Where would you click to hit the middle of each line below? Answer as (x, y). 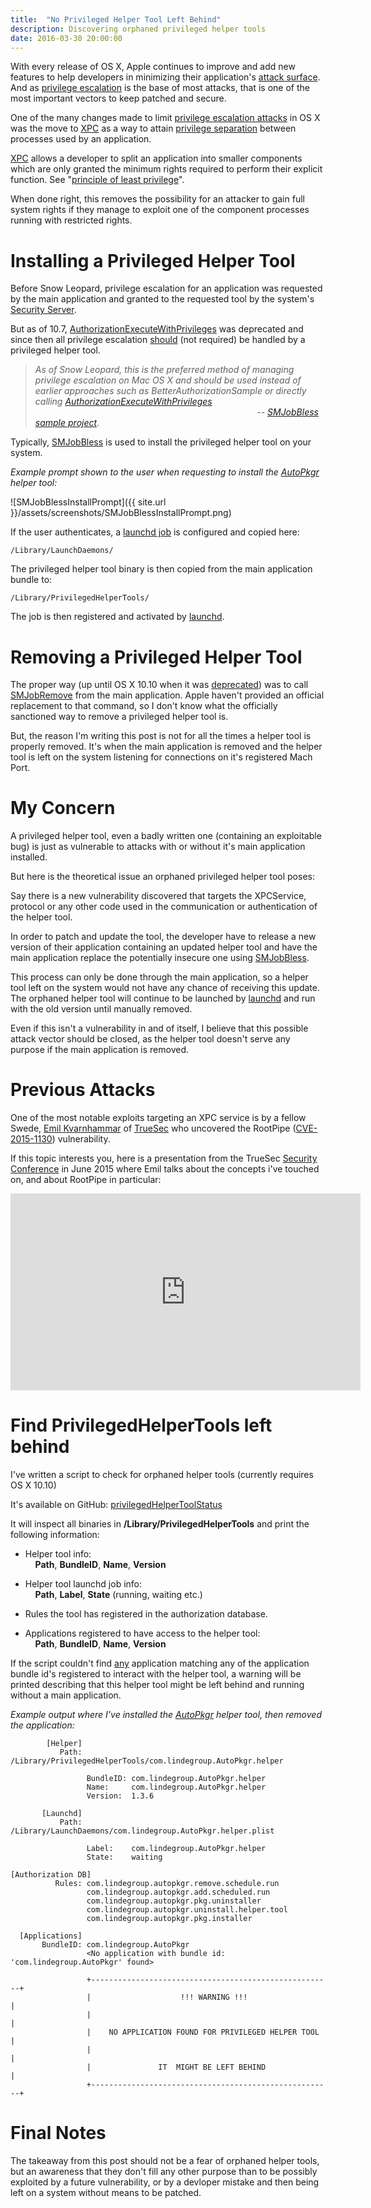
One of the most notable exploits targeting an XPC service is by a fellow (158, 1118)
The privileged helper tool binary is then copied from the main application (161, 569)
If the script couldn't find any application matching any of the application (160, 1663)
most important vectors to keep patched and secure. (118, 98)
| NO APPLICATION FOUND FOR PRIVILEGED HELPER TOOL (203, 2032)
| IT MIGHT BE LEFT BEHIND (176, 2067)
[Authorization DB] (51, 1875)
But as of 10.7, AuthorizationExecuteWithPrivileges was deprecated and (157, 329)
